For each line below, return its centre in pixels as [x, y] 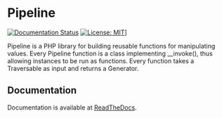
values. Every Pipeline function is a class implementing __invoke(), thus [110, 53]
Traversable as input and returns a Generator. [73, 68]
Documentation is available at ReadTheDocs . [72, 107]
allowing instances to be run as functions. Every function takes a [101, 60]
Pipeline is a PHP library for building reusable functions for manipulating [111, 46]
